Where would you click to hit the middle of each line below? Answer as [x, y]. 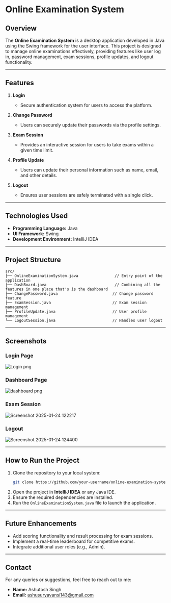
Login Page [20, 356]
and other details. [39, 175]
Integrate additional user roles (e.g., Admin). [59, 546]
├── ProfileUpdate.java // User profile [76, 312]
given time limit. [37, 150]
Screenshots [26, 341]
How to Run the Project [42, 460]
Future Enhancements [41, 524]
